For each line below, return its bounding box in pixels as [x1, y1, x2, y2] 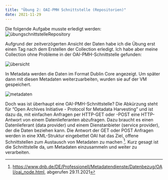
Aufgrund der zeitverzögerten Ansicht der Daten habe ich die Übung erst [5, 40, 155, 46]
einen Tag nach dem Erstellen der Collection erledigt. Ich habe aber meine [5, 46, 158, 52]
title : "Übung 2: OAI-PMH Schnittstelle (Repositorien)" [5, 7, 126, 12]
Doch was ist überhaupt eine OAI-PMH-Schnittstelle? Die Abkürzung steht [5, 100, 158, 106]
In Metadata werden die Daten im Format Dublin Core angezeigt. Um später [5, 70, 160, 76]
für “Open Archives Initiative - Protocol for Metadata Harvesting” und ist [5, 106, 153, 112]
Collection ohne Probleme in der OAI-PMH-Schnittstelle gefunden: [5, 51, 142, 57]
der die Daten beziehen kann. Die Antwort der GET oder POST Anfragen [5, 127, 154, 133]
